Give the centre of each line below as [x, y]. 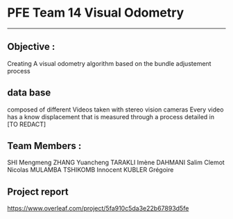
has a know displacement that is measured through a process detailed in [111, 116]
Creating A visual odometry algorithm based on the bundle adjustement [109, 63]
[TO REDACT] [27, 124]
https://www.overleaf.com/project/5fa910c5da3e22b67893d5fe [98, 209]
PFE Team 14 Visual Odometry [96, 13]
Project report [38, 192]
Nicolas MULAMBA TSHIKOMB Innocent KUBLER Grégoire [90, 170]
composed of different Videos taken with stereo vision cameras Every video [115, 109]
